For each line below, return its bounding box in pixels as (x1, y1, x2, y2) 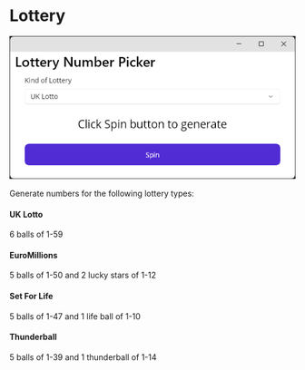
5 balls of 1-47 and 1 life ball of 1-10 (9, 310, 141, 322)
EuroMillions (9, 249, 58, 260)
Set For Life (9, 290, 54, 301)
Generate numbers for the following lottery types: (9, 188, 195, 199)
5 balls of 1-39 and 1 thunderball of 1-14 (9, 351, 157, 363)
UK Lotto (9, 209, 44, 219)
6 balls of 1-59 (9, 229, 64, 240)
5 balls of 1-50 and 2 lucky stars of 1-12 (9, 269, 157, 281)
